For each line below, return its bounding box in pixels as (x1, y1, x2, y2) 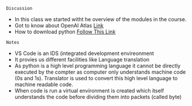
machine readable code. (14, 81, 73, 88)
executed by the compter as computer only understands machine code (14, 69, 186, 76)
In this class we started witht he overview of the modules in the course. (14, 16, 187, 23)
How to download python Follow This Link (14, 28, 116, 35)
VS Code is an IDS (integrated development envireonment (14, 50, 154, 57)
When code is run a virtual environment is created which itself (14, 87, 164, 94)
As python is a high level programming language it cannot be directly (14, 62, 181, 69)
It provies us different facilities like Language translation (14, 56, 150, 63)
